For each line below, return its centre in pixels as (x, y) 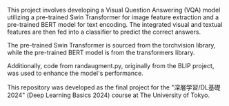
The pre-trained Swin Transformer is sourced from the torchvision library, (111, 45)
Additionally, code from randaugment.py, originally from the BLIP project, (111, 66)
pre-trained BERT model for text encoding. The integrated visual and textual (115, 24)
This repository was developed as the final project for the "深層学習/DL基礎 (114, 87)
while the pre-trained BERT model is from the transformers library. (101, 52)
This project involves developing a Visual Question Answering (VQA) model (114, 10)
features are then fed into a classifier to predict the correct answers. (104, 32)
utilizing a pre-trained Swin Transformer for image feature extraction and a (113, 17)
